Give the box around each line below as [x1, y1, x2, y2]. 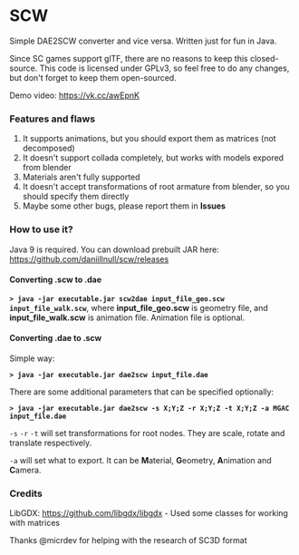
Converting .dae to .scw [9, 333, 102, 344]
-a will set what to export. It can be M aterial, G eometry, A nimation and [9, 454, 272, 465]
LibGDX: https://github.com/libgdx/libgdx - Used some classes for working [9, 508, 288, 519]
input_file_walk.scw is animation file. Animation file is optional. [9, 312, 246, 323]
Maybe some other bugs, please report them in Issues [22, 200, 227, 211]
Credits [9, 487, 43, 500]
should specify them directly [22, 191, 130, 202]
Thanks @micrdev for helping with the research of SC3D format [9, 535, 247, 546]
